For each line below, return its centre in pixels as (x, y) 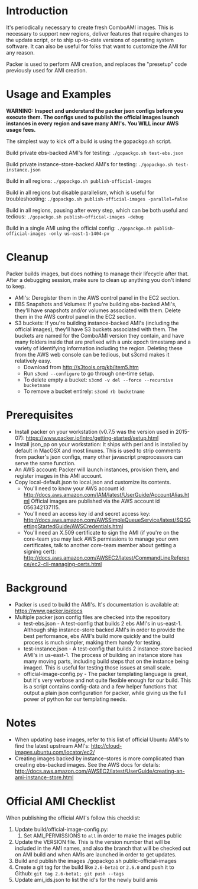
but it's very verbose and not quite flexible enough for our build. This (107, 680)
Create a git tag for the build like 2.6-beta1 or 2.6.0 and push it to (94, 867)
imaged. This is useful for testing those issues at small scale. (98, 667)
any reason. (21, 52)
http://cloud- (106, 745)
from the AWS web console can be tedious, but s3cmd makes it (92, 354)
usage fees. (21, 129)
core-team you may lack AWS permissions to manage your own (101, 539)
